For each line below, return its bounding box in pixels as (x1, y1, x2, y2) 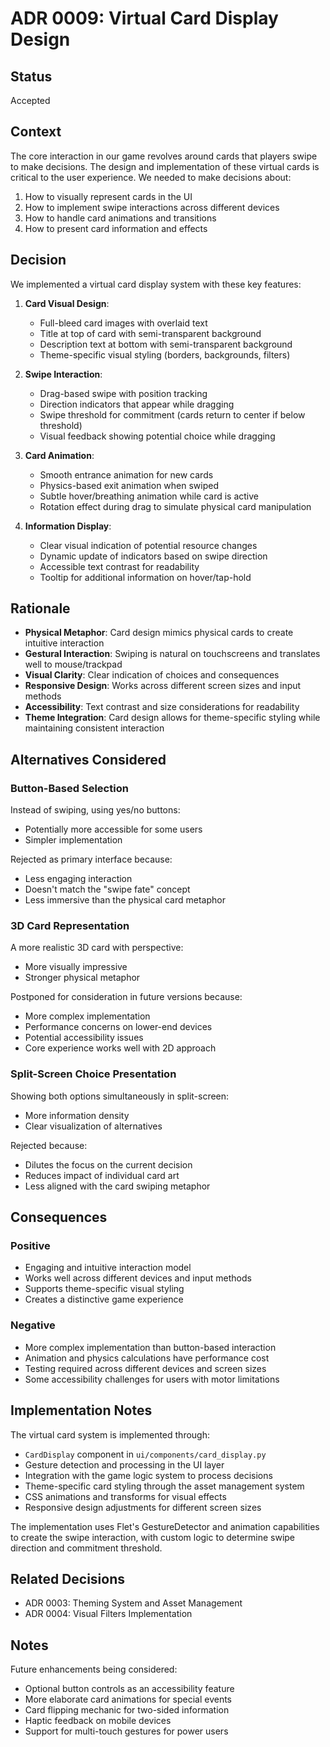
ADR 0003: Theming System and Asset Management (24, 1597, 243, 1609)
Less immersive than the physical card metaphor (24, 894, 226, 906)
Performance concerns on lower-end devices (24, 1021, 213, 1033)
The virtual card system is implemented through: (10, 1428, 210, 1441)
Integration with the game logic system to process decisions (24, 1469, 273, 1481)
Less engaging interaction (24, 873, 133, 885)
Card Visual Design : (24, 297, 110, 309)
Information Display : (24, 520, 112, 532)
